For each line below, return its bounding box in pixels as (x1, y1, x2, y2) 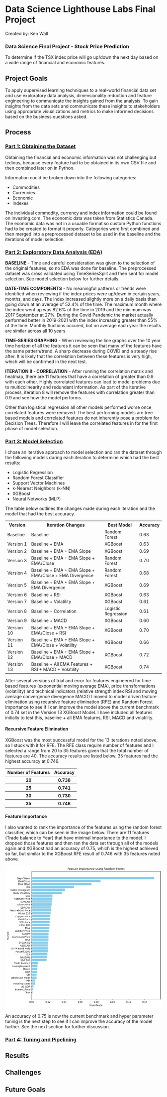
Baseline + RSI (31, 592, 61, 598)
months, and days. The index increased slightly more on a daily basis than (5, 296, 157, 302)
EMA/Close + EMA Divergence (31, 573, 93, 579)
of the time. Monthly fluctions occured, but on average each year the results (5, 323, 162, 329)
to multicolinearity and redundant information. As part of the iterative (5, 384, 146, 390)
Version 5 (7, 582, 27, 588)
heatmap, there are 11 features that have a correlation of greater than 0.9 (5, 373, 154, 379)
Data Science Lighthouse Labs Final (5, 3, 156, 15)
